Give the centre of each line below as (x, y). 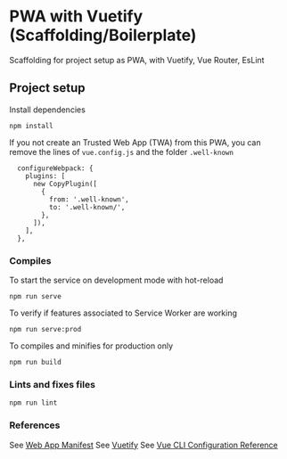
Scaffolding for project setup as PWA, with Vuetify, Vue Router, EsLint (137, 60)
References (35, 425)
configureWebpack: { (55, 168)
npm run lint (33, 403)
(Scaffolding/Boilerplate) (103, 35)
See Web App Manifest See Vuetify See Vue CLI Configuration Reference (143, 445)
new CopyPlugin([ (65, 184)
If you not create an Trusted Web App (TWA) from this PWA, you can (135, 142)
